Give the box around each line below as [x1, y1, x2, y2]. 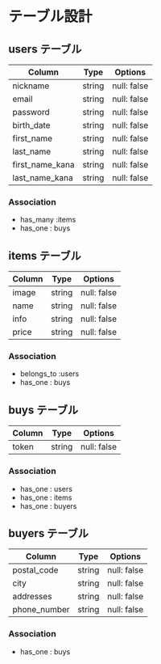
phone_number [12, 604, 70, 615]
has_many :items [19, 215, 76, 225]
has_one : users [19, 484, 72, 493]
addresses [12, 591, 52, 603]
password [12, 107, 50, 117]
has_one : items [19, 493, 72, 502]
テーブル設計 [8, 7, 93, 26]
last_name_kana [12, 172, 74, 183]
